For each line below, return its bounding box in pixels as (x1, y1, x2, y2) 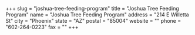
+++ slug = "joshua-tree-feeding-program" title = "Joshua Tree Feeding (5, 5, 180, 12)
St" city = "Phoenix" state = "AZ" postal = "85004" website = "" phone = (5, 17, 181, 24)
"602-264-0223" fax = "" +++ (5, 23, 79, 30)
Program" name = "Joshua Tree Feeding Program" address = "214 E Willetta (5, 11, 189, 18)
